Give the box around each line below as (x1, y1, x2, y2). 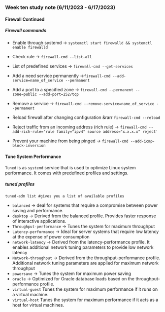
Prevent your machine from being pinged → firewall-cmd (12, 138, 129, 144)
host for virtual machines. (12, 302, 65, 308)
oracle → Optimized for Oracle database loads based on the (12, 275, 134, 281)
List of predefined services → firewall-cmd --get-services (12, 63, 133, 69)
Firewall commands (5, 28, 47, 34)
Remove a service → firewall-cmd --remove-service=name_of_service (12, 101, 155, 107)
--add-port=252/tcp (38, 92, 79, 97)
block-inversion (12, 143, 46, 148)
